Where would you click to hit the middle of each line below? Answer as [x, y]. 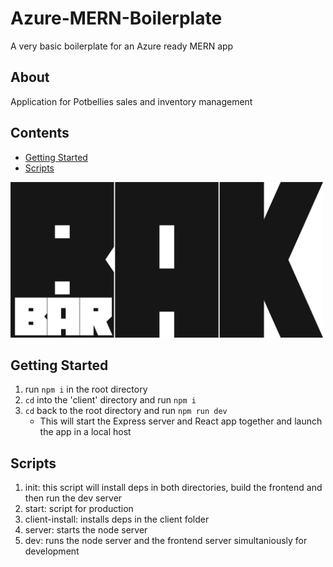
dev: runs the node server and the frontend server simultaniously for [166, 541]
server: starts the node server [86, 530]
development [52, 551]
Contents [40, 133]
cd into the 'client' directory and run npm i [110, 400]
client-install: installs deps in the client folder [117, 519]
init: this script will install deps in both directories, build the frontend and [173, 488]
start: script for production [79, 509]
